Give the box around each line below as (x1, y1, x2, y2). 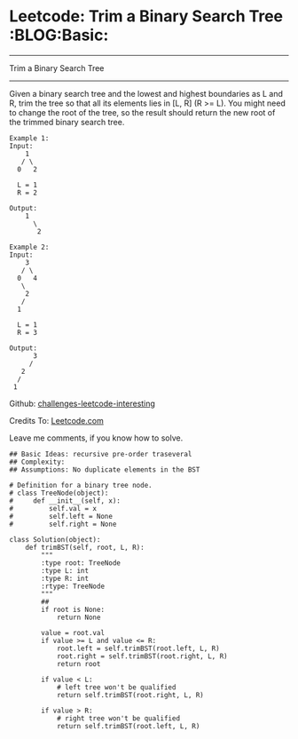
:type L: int (41, 566, 90, 575)
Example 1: (9, 133, 50, 143)
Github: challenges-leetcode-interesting (9, 398, 155, 409)
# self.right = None (9, 520, 117, 528)
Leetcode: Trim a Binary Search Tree (9, 6, 284, 27)
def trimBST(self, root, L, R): (25, 543, 145, 552)
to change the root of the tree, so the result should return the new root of (9, 107, 276, 117)
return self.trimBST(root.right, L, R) (56, 690, 204, 699)
